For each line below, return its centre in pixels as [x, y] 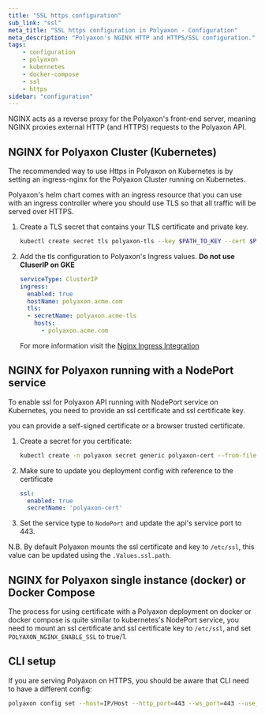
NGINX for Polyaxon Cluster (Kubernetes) [112, 152]
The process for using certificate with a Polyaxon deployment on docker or [130, 612]
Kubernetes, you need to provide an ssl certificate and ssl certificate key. [127, 410]
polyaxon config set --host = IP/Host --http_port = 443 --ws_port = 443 [121, 703]
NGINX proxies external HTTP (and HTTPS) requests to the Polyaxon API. [127, 127]
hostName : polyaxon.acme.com [75, 301]
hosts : [45, 324]
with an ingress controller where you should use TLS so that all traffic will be [132, 203]
